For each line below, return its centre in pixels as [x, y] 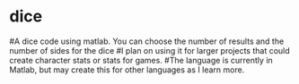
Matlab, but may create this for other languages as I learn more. [127, 70]
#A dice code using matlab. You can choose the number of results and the [147, 41]
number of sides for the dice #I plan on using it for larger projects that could [149, 50]
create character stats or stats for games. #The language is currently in [141, 60]
